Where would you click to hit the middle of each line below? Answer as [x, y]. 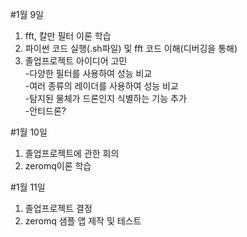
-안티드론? [45, 111]
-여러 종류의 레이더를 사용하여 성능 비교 [101, 86]
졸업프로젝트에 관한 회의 [72, 153]
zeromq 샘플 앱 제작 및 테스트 [83, 221]
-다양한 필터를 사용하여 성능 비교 [88, 73]
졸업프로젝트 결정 [58, 208]
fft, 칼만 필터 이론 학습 [68, 36]
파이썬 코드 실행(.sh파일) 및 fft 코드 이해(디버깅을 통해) [131, 48]
